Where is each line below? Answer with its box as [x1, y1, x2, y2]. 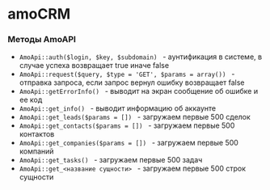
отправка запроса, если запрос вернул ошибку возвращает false [19, 78, 245, 87]
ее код [19, 95, 43, 105]
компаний [19, 146, 54, 156]
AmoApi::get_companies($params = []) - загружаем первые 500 [19, 138, 239, 148]
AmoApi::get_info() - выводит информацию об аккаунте [19, 103, 216, 113]
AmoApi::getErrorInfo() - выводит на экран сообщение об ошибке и [19, 87, 259, 96]
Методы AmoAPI [7, 34, 76, 45]
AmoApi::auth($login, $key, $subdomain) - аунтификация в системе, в [19, 52, 263, 61]
